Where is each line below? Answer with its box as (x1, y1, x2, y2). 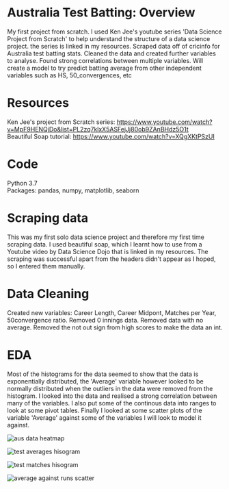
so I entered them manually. (7, 262, 85, 270)
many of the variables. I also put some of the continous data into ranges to (7, 399, 217, 407)
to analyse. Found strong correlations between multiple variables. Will (7, 56, 204, 64)
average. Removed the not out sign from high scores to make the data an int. (7, 323, 223, 331)
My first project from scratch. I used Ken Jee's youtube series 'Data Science (7, 27, 222, 36)
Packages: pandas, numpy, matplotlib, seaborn (7, 186, 139, 195)
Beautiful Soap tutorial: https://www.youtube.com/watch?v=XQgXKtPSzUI (7, 132, 215, 140)
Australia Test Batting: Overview (7, 5, 196, 21)
